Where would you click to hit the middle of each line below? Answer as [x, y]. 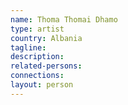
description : [37, 57]
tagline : [28, 47]
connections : [37, 76]
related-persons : [46, 66]
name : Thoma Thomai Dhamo [64, 19]
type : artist [37, 29]
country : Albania [46, 38]
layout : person [42, 85]
